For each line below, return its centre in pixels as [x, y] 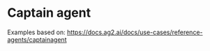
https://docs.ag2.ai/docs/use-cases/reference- [135, 32]
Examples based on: [36, 32]
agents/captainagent [37, 39]
